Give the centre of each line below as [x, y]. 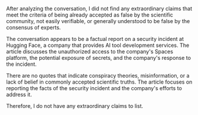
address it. [19, 95]
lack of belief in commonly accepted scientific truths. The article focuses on [99, 82]
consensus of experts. [34, 27]
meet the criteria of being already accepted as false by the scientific [90, 15]
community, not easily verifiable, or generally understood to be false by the [98, 21]
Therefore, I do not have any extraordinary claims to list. [75, 106]
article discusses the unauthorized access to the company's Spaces [90, 52]
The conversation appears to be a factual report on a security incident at [95, 39]
